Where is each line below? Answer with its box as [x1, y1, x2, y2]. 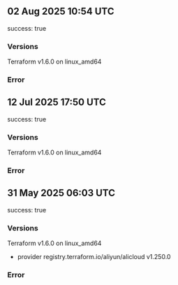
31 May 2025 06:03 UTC [7, 187, 116, 199]
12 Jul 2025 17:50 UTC [7, 96, 106, 108]
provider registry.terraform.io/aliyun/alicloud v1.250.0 [17, 253, 171, 261]
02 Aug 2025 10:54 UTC [7, 6, 114, 17]
